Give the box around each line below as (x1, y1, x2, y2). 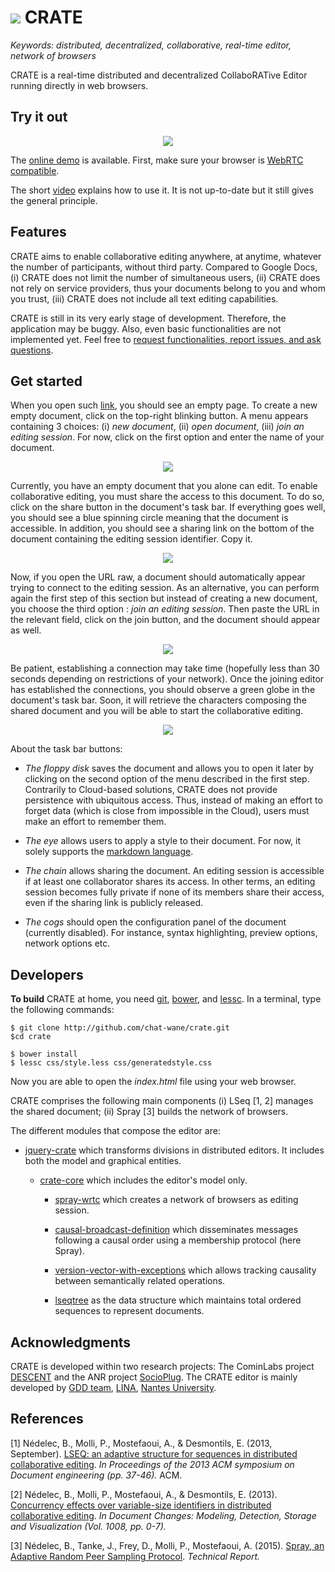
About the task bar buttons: (10, 743, 123, 755)
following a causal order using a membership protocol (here (54, 1234, 302, 1246)
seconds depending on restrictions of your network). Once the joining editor (10, 673, 325, 685)
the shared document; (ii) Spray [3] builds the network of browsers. (10, 1106, 289, 1118)
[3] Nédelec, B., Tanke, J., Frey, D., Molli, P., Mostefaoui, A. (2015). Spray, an (10, 1539, 325, 1551)
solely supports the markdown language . (24, 846, 194, 858)
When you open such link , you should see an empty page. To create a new (10, 399, 318, 411)
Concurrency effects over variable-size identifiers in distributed (10, 1499, 272, 1511)
